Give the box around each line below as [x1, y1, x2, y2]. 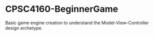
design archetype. [5, 25, 43, 31]
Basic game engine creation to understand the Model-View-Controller [5, 20, 149, 26]
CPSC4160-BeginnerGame [5, 3, 118, 15]
